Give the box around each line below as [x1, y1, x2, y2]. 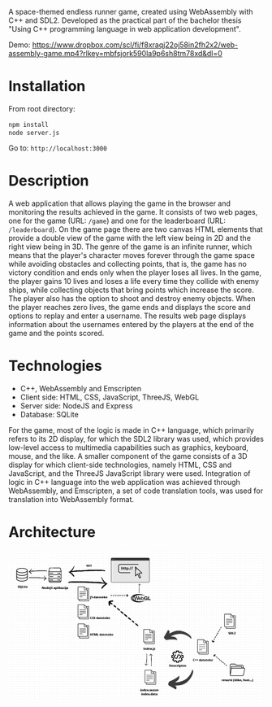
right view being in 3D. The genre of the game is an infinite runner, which [8, 242, 253, 251]
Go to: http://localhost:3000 [8, 142, 107, 153]
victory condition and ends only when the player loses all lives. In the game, [8, 268, 262, 277]
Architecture [8, 523, 96, 541]
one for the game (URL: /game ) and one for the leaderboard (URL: [8, 216, 226, 225]
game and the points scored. [8, 328, 105, 338]
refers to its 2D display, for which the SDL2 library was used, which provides [8, 434, 264, 443]
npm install [8, 120, 49, 129]
